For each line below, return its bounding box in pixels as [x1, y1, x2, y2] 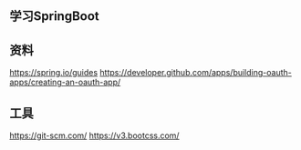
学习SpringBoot [9, 8, 100, 25]
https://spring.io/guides [9, 67, 99, 78]
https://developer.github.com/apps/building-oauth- [99, 67, 292, 78]
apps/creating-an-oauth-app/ [9, 76, 121, 88]
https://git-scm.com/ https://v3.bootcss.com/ [9, 130, 180, 141]
